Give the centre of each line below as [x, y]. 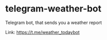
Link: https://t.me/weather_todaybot [42, 32]
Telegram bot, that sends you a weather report [54, 22]
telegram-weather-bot [54, 9]
